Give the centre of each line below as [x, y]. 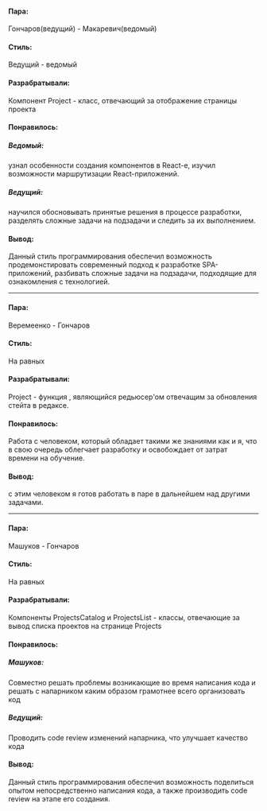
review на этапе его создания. [59, 798]
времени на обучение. [46, 458]
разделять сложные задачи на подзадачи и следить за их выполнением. [132, 221]
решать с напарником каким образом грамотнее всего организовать [127, 691]
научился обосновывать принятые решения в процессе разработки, [125, 212]
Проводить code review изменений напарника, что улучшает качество [128, 737]
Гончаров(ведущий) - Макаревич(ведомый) [83, 29]
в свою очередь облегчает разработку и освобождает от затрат [118, 450]
